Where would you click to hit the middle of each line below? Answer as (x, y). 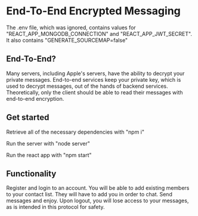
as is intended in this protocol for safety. (56, 207)
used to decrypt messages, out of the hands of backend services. (87, 86)
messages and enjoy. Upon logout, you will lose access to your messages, (98, 200)
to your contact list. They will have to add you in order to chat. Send (89, 195)
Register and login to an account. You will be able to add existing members (98, 188)
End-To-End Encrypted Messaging (93, 11)
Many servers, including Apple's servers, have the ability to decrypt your (95, 73)
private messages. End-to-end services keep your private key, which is (94, 79)
